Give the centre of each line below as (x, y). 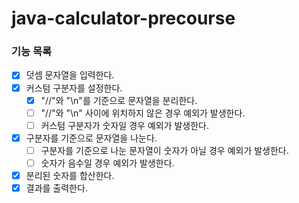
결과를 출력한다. (56, 188)
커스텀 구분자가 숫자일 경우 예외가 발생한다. (125, 125)
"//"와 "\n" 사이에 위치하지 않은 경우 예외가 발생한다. (143, 113)
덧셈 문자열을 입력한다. (70, 75)
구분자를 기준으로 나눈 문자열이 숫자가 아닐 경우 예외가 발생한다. (164, 150)
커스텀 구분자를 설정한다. (74, 88)
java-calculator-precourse (123, 18)
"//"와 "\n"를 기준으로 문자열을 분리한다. (119, 100)
